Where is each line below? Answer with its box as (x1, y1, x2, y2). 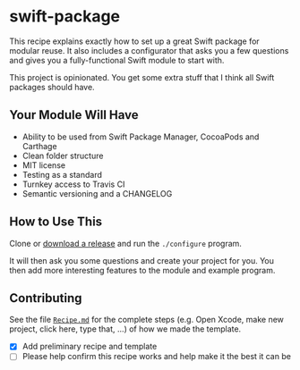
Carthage (21, 140, 57, 151)
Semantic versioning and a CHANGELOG (21, 188, 173, 198)
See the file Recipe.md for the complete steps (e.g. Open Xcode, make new (9, 315, 285, 325)
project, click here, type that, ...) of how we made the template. (9, 324, 242, 334)
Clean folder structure (21, 150, 104, 161)
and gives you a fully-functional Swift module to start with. (9, 55, 225, 65)
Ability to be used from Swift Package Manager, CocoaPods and (21, 131, 260, 142)
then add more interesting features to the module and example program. (9, 265, 276, 275)
